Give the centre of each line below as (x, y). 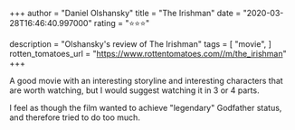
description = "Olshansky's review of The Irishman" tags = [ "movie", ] (140, 44)
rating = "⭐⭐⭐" (122, 23)
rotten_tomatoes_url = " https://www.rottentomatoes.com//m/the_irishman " (148, 54)
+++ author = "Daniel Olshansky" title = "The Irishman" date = (125, 13)
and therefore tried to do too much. (75, 117)
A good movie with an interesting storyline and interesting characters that (146, 81)
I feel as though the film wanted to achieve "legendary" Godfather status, (146, 108)
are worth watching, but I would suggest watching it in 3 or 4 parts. (134, 90)
